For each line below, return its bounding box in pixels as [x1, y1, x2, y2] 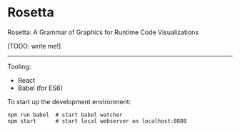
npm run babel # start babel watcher [7, 111, 123, 118]
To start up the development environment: [7, 97, 131, 106]
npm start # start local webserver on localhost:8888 [7, 117, 187, 125]
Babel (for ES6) [17, 83, 63, 92]
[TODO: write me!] [7, 41, 61, 50]
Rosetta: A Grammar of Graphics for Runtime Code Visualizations [7, 28, 199, 36]
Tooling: [7, 62, 31, 71]
